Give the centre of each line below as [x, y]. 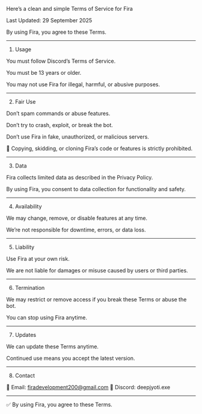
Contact [25, 375]
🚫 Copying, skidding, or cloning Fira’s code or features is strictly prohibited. [99, 148]
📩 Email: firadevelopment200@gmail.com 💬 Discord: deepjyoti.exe [88, 387]
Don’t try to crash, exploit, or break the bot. [60, 125]
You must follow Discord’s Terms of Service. [61, 61]
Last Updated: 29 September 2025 [49, 20]
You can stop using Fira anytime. [47, 318]
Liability [25, 247]
